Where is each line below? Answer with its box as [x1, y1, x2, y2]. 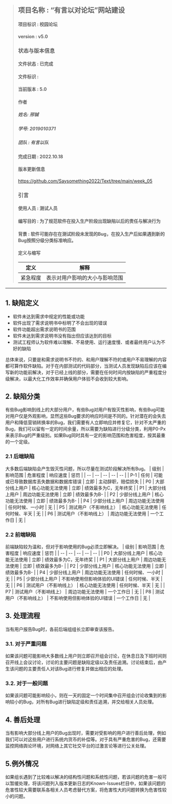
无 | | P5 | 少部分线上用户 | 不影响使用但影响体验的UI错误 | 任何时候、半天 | [5, 575, 163, 582]
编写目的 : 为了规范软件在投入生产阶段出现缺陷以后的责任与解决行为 [17, 218, 161, 224]
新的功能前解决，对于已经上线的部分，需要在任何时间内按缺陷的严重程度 [9, 369, 162, 375]
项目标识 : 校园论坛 [17, 21, 58, 27]
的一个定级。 [5, 439, 32, 445]
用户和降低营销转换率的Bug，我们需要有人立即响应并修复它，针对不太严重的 [5, 419, 166, 426]
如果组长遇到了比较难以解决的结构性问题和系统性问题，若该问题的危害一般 [5, 774, 162, 780]
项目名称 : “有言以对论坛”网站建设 [17, 6, 125, 15]
